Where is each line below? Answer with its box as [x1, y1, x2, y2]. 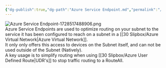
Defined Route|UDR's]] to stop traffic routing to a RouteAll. [5, 57, 124, 63]
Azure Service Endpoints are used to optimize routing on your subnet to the [5, 26, 159, 32]
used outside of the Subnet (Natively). [5, 47, 83, 53]
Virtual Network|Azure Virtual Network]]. [5, 36, 88, 42]
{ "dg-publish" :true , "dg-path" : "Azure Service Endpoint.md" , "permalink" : [5, 7, 158, 12]
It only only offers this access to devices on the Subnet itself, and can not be [5, 41, 161, 47]
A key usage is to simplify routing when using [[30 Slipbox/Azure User [5, 52, 148, 58]
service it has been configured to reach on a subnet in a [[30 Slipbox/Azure [5, 31, 159, 37]
